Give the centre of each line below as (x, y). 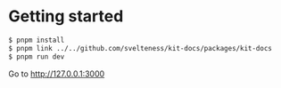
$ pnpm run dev (37, 56)
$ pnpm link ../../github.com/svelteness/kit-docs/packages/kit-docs (140, 48)
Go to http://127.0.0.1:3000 (57, 74)
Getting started (66, 16)
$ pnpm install (37, 40)
